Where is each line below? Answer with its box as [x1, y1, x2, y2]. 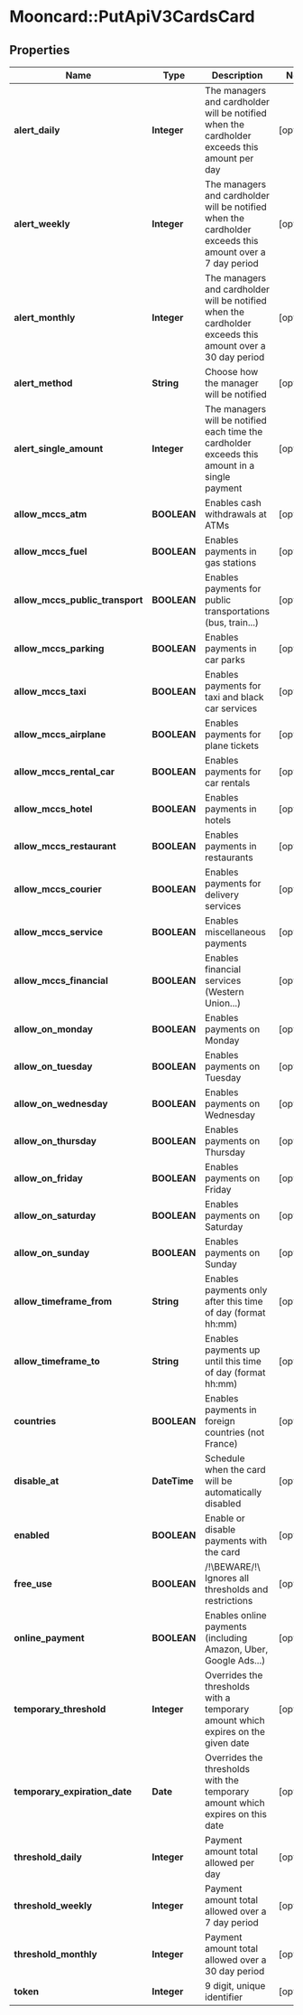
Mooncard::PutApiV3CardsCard [9, 6, 255, 27]
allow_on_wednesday [14, 1098, 108, 1110]
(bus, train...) [204, 616, 260, 629]
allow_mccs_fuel [14, 545, 87, 558]
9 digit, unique [204, 1980, 266, 1992]
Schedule [204, 1452, 245, 1465]
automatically [204, 1486, 262, 1498]
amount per [204, 152, 254, 164]
